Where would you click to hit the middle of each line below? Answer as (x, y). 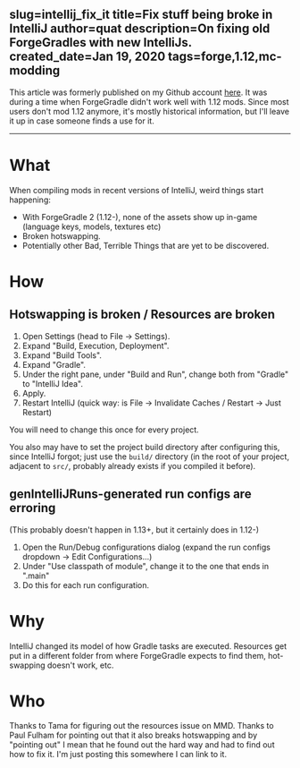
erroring (33, 508)
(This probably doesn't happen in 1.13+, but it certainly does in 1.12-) (134, 529)
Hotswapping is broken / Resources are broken (142, 315)
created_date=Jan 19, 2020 (87, 57)
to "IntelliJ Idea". (52, 383)
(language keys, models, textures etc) (92, 226)
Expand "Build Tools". (62, 355)
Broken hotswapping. (61, 235)
